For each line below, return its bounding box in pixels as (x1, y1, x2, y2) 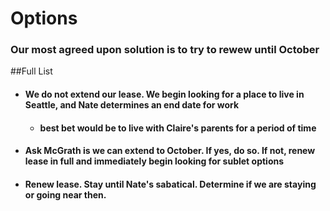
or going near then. (24, 188, 107, 201)
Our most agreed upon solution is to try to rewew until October (10, 43, 320, 57)
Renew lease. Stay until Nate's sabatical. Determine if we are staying (24, 178, 317, 190)
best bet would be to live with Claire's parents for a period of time (39, 122, 317, 134)
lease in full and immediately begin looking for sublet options (24, 155, 285, 167)
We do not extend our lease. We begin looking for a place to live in (24, 88, 305, 101)
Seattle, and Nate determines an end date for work (24, 99, 240, 111)
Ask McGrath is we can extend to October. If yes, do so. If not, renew (24, 145, 316, 157)
